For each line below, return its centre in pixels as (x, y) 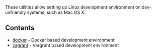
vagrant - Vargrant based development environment (66, 45)
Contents (20, 28)
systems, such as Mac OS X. (56, 12)
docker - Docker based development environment (64, 40)
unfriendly (16, 12)
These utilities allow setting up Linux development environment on (73, 7)
